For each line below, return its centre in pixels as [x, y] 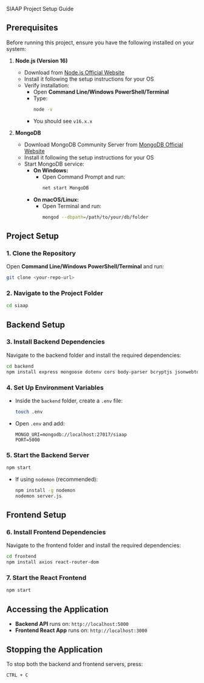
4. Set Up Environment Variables [55, 387]
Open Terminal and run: [72, 206]
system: [16, 49]
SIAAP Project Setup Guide [40, 9]
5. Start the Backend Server [48, 455]
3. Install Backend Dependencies [56, 342]
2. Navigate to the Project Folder [55, 293]
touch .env [29, 412]
